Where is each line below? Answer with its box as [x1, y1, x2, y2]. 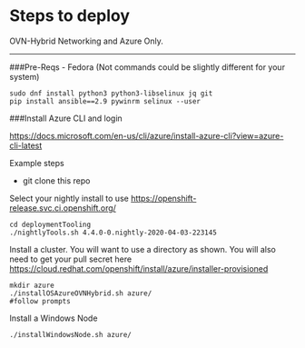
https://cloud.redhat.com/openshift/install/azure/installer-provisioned [9, 263, 269, 273]
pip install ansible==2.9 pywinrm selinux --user [9, 96, 202, 105]
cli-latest [9, 140, 43, 151]
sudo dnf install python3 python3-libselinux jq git [9, 88, 213, 98]
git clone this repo [22, 174, 91, 186]
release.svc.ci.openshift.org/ [9, 202, 116, 214]
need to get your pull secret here [9, 254, 133, 264]
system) [9, 71, 40, 82]
